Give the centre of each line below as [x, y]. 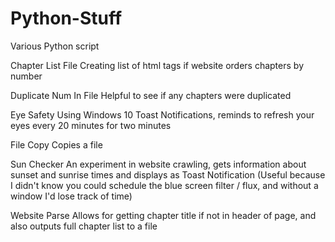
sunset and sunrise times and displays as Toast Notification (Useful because [168, 174]
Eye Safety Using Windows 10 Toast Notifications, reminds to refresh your [162, 114]
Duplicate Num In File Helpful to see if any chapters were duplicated [151, 95]
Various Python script [55, 46]
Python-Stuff [66, 18]
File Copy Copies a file [56, 144]
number [26, 76]
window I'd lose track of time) [71, 196]
